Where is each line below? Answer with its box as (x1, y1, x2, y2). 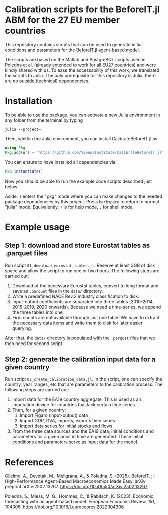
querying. (12, 325, 32, 331)
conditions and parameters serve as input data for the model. (12, 439, 139, 445)
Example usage (5, 221, 70, 233)
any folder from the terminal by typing (5, 117, 83, 123)
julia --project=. (5, 127, 43, 132)
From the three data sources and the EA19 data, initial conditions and (12, 428, 154, 434)
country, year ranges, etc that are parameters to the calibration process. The (5, 381, 163, 387)
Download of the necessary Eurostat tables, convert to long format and (12, 282, 159, 289)
